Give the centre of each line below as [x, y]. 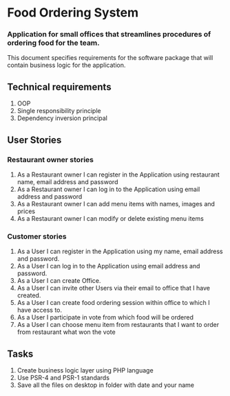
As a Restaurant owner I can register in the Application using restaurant [118, 175]
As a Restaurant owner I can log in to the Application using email [108, 189]
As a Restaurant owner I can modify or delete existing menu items [111, 218]
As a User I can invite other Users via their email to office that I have [113, 288]
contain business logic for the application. [66, 65]
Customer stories [37, 236]
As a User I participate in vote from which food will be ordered [105, 317]
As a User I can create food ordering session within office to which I [113, 303]
